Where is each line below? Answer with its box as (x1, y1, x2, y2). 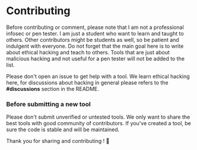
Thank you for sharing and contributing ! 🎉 (6, 138, 110, 145)
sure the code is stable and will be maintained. (6, 126, 120, 133)
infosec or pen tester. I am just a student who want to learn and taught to (6, 30, 184, 37)
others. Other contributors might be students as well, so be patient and (6, 36, 179, 43)
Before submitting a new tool (6, 100, 91, 108)
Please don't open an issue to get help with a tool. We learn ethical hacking (6, 73, 190, 80)
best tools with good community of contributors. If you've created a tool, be (6, 120, 191, 127)
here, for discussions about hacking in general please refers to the (6, 79, 169, 86)
